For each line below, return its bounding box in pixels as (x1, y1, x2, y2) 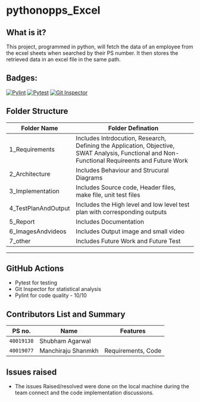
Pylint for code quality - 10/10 (14, 292, 87, 299)
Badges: (6, 73, 37, 84)
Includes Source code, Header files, (76, 183, 176, 191)
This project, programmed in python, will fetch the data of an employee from (6, 43, 193, 50)
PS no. (12, 327, 31, 335)
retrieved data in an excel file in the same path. (6, 56, 121, 63)
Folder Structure (6, 106, 68, 116)
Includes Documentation (76, 217, 145, 225)
